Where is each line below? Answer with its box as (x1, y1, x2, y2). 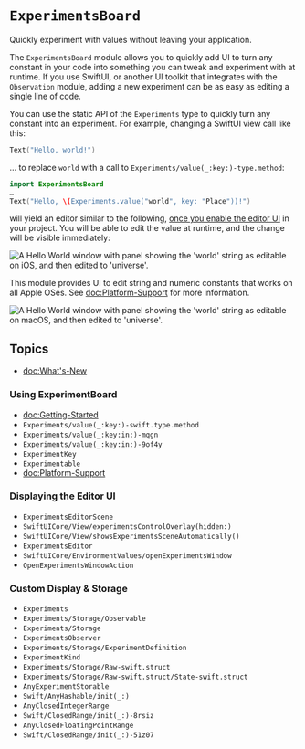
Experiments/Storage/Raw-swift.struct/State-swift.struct (22, 672, 248, 682)
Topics (9, 341, 49, 356)
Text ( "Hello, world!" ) (9, 145, 96, 154)
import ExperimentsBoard (9, 179, 104, 189)
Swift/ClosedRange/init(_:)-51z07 (22, 731, 154, 740)
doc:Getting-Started (22, 409, 99, 420)
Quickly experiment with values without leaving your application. (9, 34, 253, 45)
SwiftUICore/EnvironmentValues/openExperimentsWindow (22, 551, 232, 560)
